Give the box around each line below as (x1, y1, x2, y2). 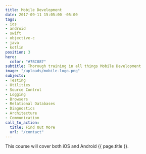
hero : (5, 54, 17, 60)
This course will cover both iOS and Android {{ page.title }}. (5, 143, 129, 149)
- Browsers (5, 96, 28, 101)
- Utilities (5, 82, 30, 87)
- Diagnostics (5, 106, 35, 111)
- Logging (5, 92, 26, 97)
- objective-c (5, 36, 35, 41)
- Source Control (5, 87, 42, 92)
